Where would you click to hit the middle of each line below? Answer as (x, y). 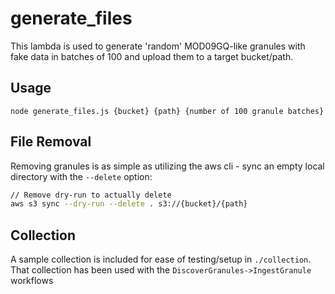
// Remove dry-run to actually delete (91, 195)
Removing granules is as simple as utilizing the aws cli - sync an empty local (167, 166)
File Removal (51, 142)
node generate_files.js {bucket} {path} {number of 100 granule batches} (167, 111)
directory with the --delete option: (81, 176)
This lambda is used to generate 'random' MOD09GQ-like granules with (158, 46)
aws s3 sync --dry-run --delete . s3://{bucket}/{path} (129, 204)
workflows (32, 281)
